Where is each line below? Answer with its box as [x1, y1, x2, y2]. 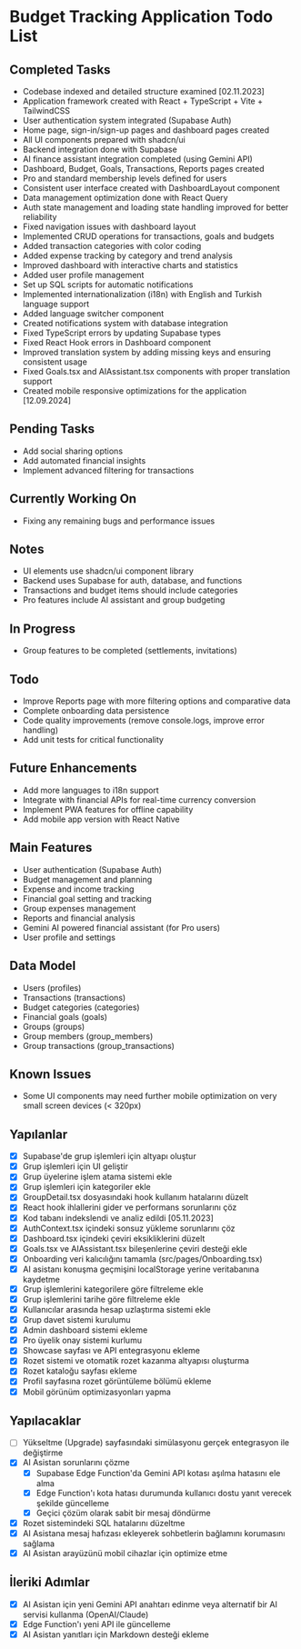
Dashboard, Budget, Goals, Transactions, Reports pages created [22, 164, 265, 174]
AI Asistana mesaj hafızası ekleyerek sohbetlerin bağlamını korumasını [22, 1527, 286, 1538]
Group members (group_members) [22, 1030, 154, 1042]
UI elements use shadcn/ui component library [22, 565, 194, 576]
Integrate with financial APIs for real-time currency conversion [22, 794, 256, 805]
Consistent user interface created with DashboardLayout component [22, 183, 280, 193]
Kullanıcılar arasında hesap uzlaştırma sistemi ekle [22, 1304, 211, 1314]
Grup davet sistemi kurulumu [22, 1314, 131, 1325]
